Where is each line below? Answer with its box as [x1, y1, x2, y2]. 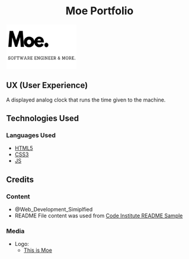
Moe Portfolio [65, 4, 134, 18]
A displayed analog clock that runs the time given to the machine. [6, 96, 166, 103]
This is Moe [23, 247, 52, 254]
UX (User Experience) [6, 80, 88, 90]
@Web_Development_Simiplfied [14, 206, 93, 213]
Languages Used [6, 131, 56, 140]
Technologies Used [6, 113, 79, 124]
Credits [6, 174, 34, 185]
